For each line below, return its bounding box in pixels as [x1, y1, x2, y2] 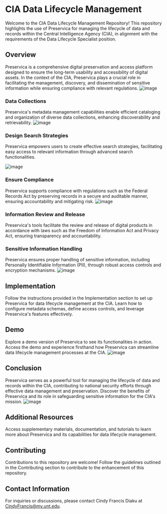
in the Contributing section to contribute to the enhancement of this [5, 464, 144, 471]
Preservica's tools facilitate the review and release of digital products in [5, 222, 152, 228]
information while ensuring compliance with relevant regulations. [5, 85, 138, 91]
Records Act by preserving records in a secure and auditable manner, [5, 193, 148, 199]
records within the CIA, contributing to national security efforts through [5, 382, 151, 388]
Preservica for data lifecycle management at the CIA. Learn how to [5, 300, 142, 306]
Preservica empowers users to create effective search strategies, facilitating [5, 144, 162, 150]
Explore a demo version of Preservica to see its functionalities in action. [5, 339, 153, 345]
